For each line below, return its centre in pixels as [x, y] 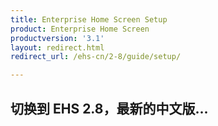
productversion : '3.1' [57, 38]
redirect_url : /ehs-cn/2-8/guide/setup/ [96, 57]
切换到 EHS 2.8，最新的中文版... [109, 108]
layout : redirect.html [57, 47]
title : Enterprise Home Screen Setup [89, 19]
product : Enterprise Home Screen [80, 29]
